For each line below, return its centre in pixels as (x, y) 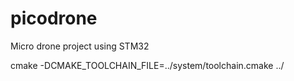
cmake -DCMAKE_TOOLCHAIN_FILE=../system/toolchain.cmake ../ (147, 65)
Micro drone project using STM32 (80, 46)
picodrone (54, 18)
